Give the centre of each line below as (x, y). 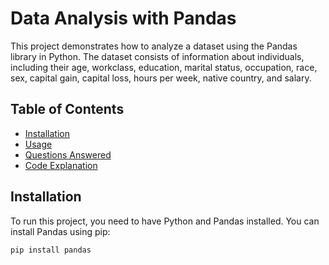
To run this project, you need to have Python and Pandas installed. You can (165, 221)
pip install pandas (51, 250)
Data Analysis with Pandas (123, 18)
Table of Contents (67, 109)
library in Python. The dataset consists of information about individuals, (157, 56)
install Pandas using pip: (60, 231)
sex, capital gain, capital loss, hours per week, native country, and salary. (161, 78)
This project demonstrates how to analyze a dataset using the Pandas (154, 46)
